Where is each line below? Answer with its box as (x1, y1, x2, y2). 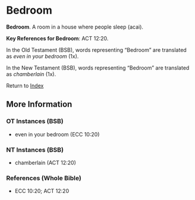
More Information (6, 99, 73, 110)
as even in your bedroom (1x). (6, 52, 79, 60)
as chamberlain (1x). (6, 70, 56, 77)
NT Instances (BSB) (6, 145, 64, 154)
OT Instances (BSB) (6, 117, 64, 126)
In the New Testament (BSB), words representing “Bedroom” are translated (6, 64, 190, 71)
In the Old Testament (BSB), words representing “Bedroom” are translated (6, 46, 187, 54)
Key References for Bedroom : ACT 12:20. (6, 35, 109, 42)
